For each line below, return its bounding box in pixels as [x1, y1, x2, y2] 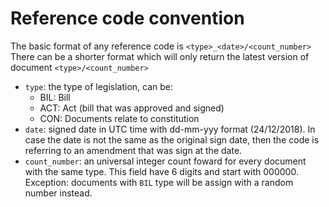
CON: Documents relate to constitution [39, 112, 200, 124]
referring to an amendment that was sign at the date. [24, 144, 243, 156]
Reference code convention [10, 7, 245, 30]
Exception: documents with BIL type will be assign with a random [24, 176, 294, 188]
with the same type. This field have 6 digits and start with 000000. [24, 165, 299, 177]
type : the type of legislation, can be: [24, 80, 174, 92]
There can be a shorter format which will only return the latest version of [10, 50, 310, 62]
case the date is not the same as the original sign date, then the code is [24, 133, 320, 146]
